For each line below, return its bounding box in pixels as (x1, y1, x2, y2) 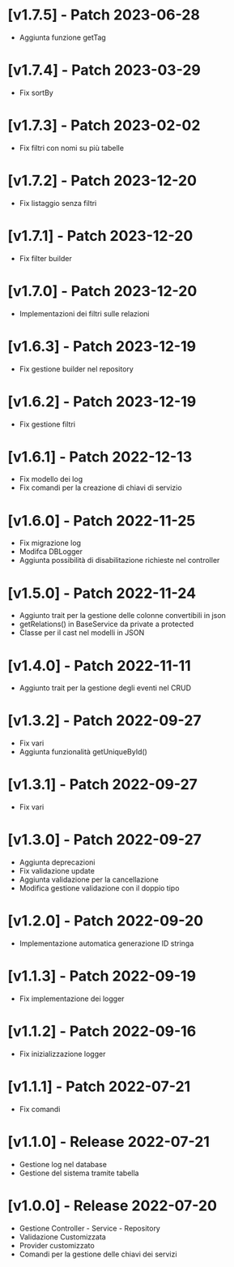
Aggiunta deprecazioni (19, 857, 96, 867)
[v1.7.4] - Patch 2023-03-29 (7, 61, 202, 79)
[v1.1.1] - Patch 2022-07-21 (7, 1077, 191, 1096)
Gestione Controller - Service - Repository (19, 1223, 161, 1233)
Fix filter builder (19, 253, 72, 263)
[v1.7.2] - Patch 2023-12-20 (7, 172, 198, 190)
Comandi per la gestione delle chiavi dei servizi (19, 1249, 177, 1259)
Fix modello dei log (19, 475, 83, 484)
